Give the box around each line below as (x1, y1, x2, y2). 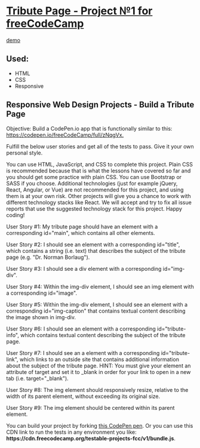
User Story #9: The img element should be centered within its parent (6, 404, 175, 411)
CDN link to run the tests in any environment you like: (6, 428, 137, 435)
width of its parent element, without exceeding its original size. (6, 393, 161, 400)
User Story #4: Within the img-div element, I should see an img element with (6, 283, 194, 290)
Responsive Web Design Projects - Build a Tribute (6, 100, 195, 110)
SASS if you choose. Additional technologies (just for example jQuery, (6, 180, 178, 187)
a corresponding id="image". (6, 289, 78, 296)
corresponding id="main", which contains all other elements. (6, 229, 155, 236)
